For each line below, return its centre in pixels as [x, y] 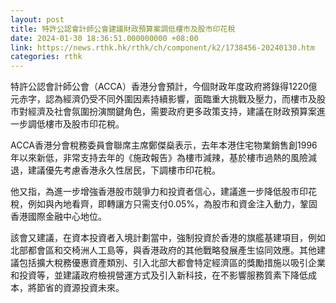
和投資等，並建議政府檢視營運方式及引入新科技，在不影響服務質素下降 [155, 275]
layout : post [37, 19]
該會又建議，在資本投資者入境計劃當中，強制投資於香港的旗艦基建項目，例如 [168, 238]
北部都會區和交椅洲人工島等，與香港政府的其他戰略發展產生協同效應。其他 [163, 250]
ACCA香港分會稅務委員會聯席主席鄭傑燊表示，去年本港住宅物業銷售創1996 [164, 145]
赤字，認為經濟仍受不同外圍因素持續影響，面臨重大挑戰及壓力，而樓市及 [167, 99]
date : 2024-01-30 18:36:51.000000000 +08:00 [104, 38]
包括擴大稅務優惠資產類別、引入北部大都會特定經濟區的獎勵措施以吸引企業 [172, 263]
